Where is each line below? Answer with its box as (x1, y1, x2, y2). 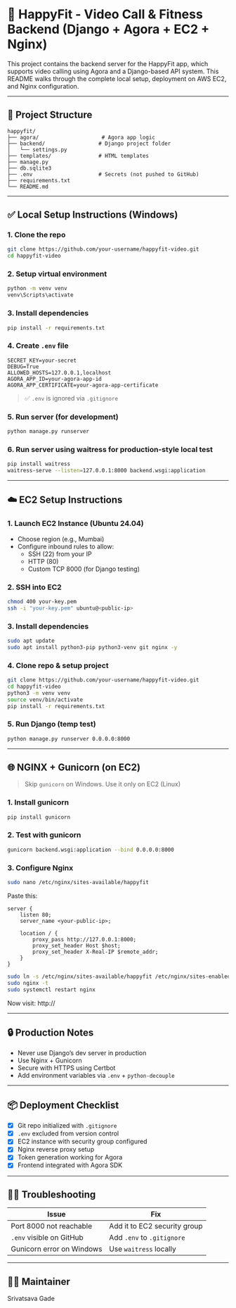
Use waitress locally (108, 1244, 177, 1254)
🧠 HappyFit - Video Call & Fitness (7, 6, 204, 23)
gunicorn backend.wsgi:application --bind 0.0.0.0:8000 (7, 846, 174, 853)
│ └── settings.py (7, 146, 68, 153)
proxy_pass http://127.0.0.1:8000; (32, 936, 137, 943)
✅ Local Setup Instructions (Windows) (7, 209, 178, 221)
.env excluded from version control (17, 1129, 119, 1138)
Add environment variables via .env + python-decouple (17, 1071, 175, 1080)
